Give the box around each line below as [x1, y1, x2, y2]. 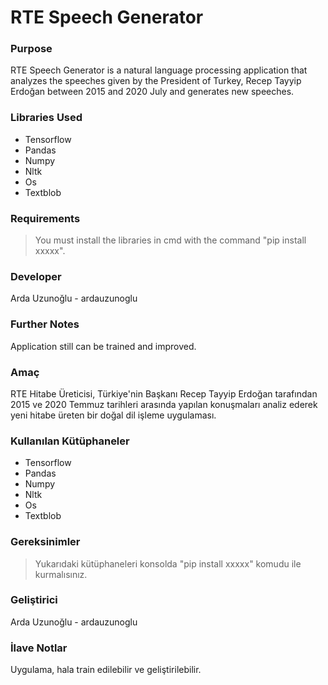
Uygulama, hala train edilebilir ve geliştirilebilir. [10, 664, 202, 676]
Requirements [10, 211, 81, 225]
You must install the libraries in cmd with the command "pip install [34, 234, 307, 246]
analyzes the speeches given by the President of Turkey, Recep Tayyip [10, 75, 302, 87]
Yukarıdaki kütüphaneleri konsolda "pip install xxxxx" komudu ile [34, 557, 302, 570]
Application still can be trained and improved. [10, 340, 197, 352]
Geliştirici [10, 593, 58, 607]
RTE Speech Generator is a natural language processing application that [10, 64, 308, 76]
